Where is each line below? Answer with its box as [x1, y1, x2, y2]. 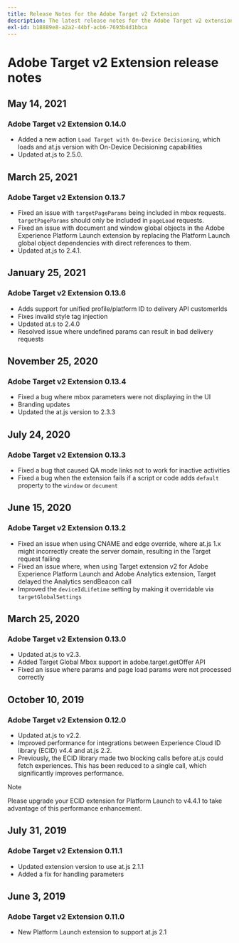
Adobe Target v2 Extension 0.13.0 [7, 634, 127, 644]
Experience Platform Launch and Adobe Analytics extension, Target [17, 569, 216, 578]
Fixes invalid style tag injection [17, 312, 108, 320]
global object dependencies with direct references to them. [17, 238, 192, 247]
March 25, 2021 [7, 171, 78, 183]
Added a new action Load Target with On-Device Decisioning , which [17, 135, 221, 144]
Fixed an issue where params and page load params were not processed [17, 665, 232, 674]
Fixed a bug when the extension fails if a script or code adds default [17, 474, 219, 482]
